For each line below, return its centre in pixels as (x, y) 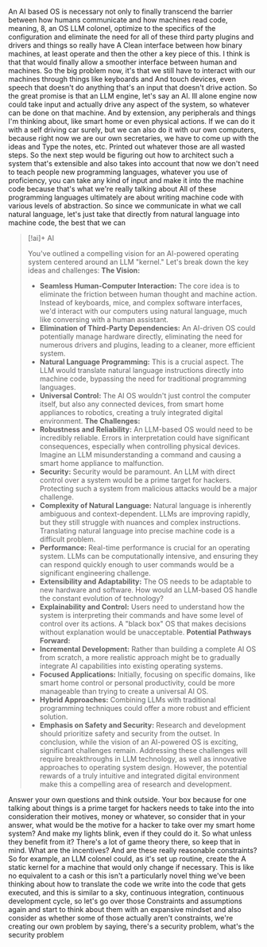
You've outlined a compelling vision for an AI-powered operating (133, 253)
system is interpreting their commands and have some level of (141, 615)
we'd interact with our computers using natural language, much (143, 311)
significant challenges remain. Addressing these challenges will (143, 750)
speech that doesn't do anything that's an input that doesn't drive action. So (133, 87)
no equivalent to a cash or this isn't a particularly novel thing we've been (127, 875)
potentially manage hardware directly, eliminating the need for (141, 336)
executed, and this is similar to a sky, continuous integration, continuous (126, 893)
